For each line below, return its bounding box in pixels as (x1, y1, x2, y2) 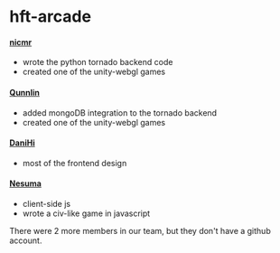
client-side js (22, 199, 70, 209)
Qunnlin (9, 87, 41, 98)
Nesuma (9, 178, 42, 189)
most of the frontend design (22, 157, 127, 168)
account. (9, 235, 42, 246)
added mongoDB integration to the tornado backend (22, 107, 218, 118)
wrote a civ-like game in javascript (22, 208, 151, 219)
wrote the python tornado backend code (22, 57, 173, 68)
